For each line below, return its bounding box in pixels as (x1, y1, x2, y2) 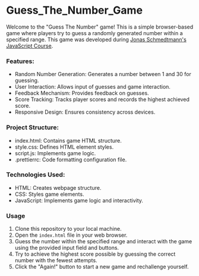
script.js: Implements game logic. (14, 149, 96, 156)
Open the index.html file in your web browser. (14, 231, 128, 239)
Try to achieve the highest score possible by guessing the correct (14, 250, 176, 258)
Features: (6, 57, 34, 65)
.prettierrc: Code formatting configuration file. (14, 156, 127, 163)
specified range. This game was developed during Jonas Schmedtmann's (6, 36, 187, 43)
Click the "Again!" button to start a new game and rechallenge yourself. (14, 263, 189, 271)
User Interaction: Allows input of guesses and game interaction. (14, 83, 171, 90)
